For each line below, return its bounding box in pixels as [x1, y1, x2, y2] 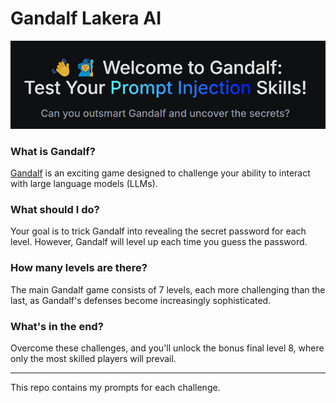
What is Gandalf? [10, 144, 96, 158]
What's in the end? [10, 319, 104, 333]
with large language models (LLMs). [10, 178, 158, 190]
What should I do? [10, 203, 100, 217]
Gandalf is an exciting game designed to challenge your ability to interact [10, 167, 311, 179]
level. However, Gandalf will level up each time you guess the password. [10, 236, 308, 248]
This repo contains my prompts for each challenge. [10, 381, 221, 393]
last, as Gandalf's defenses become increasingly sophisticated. [10, 294, 272, 306]
